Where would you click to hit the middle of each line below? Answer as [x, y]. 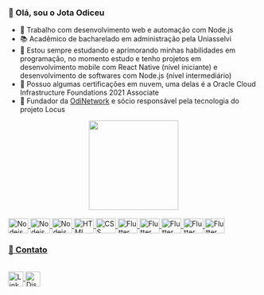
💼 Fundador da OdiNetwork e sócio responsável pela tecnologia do [130, 101]
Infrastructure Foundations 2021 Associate [89, 93]
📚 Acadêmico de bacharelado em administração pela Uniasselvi [126, 39]
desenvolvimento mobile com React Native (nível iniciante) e [118, 68]
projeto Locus [43, 110]
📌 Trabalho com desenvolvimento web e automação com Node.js [126, 30]
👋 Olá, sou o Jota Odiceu [56, 13]
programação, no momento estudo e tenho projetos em [110, 59]
